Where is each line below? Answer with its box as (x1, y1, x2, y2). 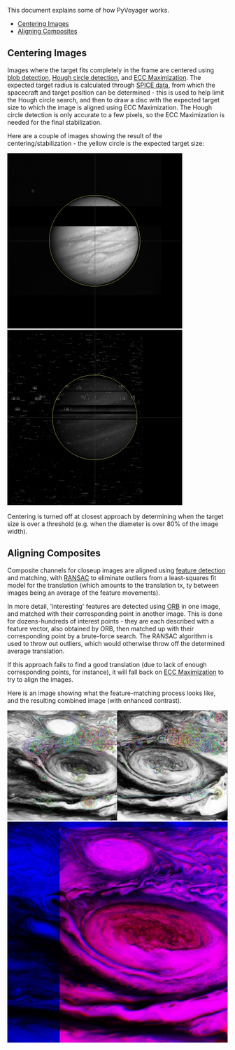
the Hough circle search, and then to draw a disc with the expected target (7, 95, 220, 104)
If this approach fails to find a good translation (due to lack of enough (7, 660, 208, 668)
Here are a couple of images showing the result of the (7, 131, 163, 140)
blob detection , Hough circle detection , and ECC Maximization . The (7, 73, 201, 81)
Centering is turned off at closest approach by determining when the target (7, 512, 224, 520)
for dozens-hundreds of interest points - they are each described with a (7, 617, 215, 625)
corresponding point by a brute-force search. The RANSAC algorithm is (7, 631, 213, 640)
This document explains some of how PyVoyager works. (7, 6, 169, 14)
